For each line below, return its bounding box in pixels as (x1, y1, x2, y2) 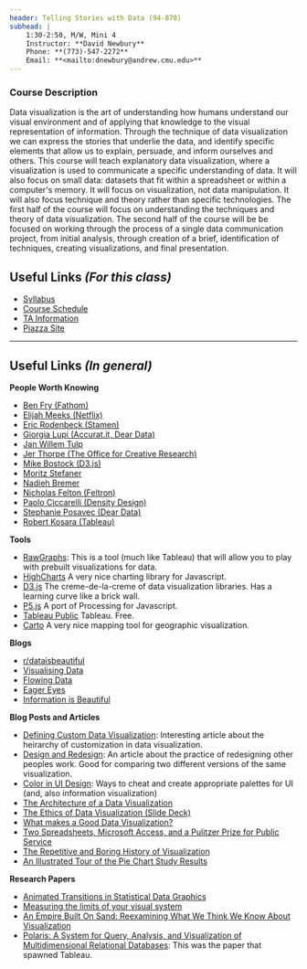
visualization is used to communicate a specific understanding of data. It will (9, 165, 297, 176)
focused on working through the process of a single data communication (9, 223, 284, 234)
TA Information (22, 313, 79, 325)
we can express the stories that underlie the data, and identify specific (9, 136, 275, 147)
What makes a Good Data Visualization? (22, 816, 174, 827)
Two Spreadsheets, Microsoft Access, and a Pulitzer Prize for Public (22, 826, 280, 837)
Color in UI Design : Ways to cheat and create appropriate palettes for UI (22, 778, 294, 789)
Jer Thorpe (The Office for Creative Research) (22, 448, 197, 459)
